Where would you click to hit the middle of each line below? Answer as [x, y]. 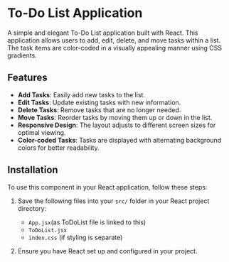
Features [27, 78]
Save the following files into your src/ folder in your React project [113, 201]
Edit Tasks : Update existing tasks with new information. [99, 102]
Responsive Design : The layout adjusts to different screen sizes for [117, 125]
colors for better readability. [58, 148]
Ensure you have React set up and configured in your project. [107, 251]
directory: [32, 208]
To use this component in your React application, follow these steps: [107, 187]
